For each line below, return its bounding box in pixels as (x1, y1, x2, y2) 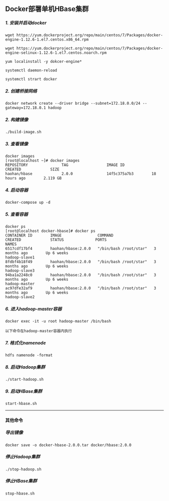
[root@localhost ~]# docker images (5, 158, 80, 163)
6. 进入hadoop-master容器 (5, 306, 62, 312)
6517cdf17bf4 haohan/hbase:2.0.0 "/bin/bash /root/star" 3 (5, 246, 156, 252)
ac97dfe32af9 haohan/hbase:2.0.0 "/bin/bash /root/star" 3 (5, 286, 156, 291)
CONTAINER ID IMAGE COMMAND (5, 233, 114, 238)
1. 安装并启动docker (5, 20, 47, 26)
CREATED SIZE (5, 167, 59, 172)
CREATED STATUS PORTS (5, 237, 107, 242)
